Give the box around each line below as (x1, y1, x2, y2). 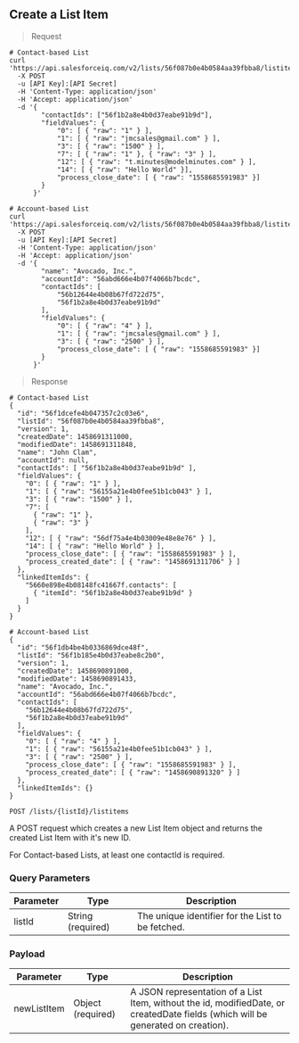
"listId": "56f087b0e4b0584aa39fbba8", (17, 417, 166, 426)
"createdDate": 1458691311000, (17, 432, 133, 441)
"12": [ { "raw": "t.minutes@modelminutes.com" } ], (56, 157, 256, 166)
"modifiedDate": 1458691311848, (17, 440, 138, 449)
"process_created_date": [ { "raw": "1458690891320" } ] (25, 767, 241, 777)
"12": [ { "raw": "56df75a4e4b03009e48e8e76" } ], (25, 534, 217, 542)
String (67, 910, 93, 923)
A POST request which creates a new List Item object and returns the (9, 823, 263, 833)
